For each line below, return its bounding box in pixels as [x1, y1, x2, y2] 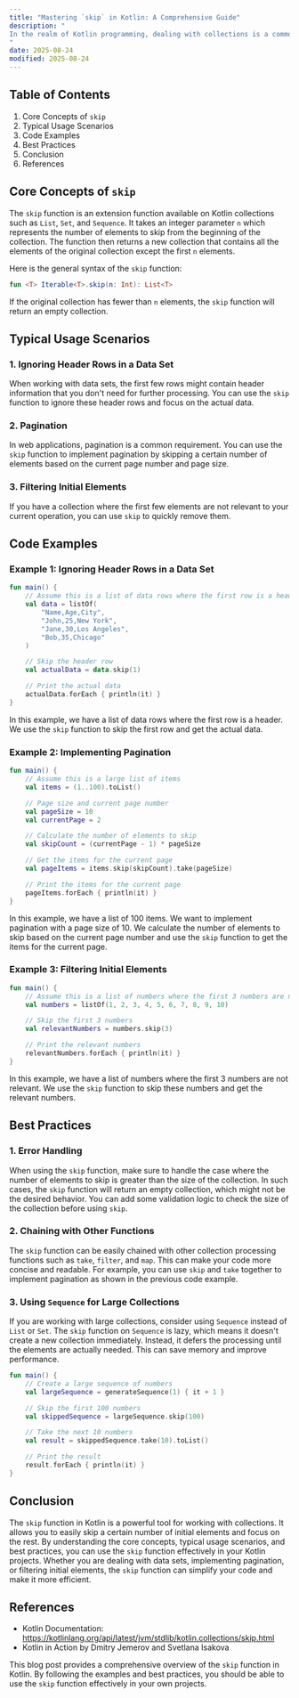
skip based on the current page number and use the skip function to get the [9, 931, 288, 942]
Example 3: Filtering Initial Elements [9, 963, 167, 976]
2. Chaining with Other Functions [9, 1225, 155, 1238]
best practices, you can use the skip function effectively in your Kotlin [9, 1546, 266, 1556]
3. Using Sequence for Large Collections [9, 1296, 180, 1308]
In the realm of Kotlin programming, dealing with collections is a [9, 29, 269, 38]
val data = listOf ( [25, 600, 98, 609]
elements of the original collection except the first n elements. [9, 246, 236, 256]
